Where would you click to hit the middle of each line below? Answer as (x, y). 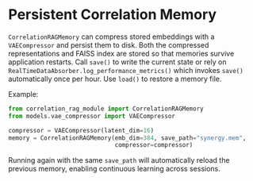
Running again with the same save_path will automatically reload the (119, 160)
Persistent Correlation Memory (112, 15)
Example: (23, 94)
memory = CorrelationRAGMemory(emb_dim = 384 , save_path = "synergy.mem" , (127, 138)
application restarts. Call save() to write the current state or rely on (117, 62)
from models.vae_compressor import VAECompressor (92, 116)
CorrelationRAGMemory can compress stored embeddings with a (111, 37)
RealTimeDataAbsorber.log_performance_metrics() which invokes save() (126, 70)
